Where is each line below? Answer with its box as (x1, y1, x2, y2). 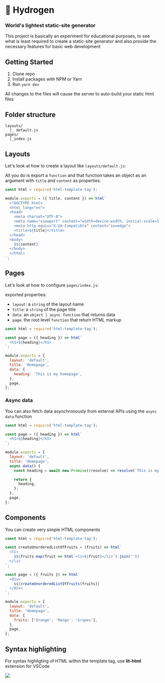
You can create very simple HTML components (5, 527, 101, 532)
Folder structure (5, 110, 56, 119)
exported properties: (5, 291, 47, 297)
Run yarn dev (12, 81, 39, 88)
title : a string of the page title (12, 306, 76, 312)
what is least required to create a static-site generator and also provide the (5, 38, 157, 44)
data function (5, 413, 32, 419)
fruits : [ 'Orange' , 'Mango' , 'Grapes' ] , (14, 618, 98, 622)
